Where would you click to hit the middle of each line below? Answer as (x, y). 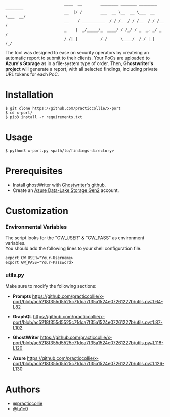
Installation (29, 95)
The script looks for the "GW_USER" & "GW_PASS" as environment (75, 238)
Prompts (22, 296)
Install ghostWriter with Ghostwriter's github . (59, 185)
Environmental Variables (36, 227)
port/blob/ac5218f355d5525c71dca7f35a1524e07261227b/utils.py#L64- (88, 301)
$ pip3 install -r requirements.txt (44, 117)
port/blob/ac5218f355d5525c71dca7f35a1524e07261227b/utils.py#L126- (89, 363)
